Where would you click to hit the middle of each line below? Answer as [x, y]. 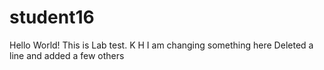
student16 [52, 17]
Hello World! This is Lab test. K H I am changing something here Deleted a [161, 45]
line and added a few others [67, 55]
